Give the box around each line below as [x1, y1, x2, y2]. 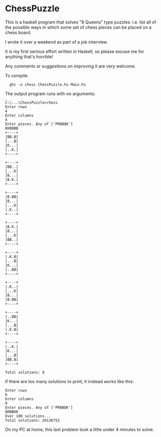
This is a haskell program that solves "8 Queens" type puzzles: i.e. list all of [5, 19, 157, 25]
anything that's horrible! [5, 53, 53, 59]
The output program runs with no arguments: [5, 91, 96, 96]
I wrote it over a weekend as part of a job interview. [5, 39, 108, 45]
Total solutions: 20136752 [5, 418, 60, 423]
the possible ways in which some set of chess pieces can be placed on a [5, 24, 152, 30]
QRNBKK [5, 409, 19, 414]
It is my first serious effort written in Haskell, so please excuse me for [5, 48, 144, 54]
